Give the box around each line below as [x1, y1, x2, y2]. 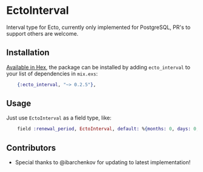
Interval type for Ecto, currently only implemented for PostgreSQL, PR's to [6, 24, 191, 31]
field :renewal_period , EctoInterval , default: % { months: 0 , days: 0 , [17, 126, 199, 132]
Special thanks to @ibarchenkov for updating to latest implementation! [15, 159, 191, 166]
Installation [6, 48, 50, 58]
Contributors [6, 142, 56, 153]
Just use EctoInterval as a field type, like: [6, 114, 112, 121]
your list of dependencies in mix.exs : [6, 70, 98, 77]
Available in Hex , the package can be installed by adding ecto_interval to [6, 63, 191, 71]
